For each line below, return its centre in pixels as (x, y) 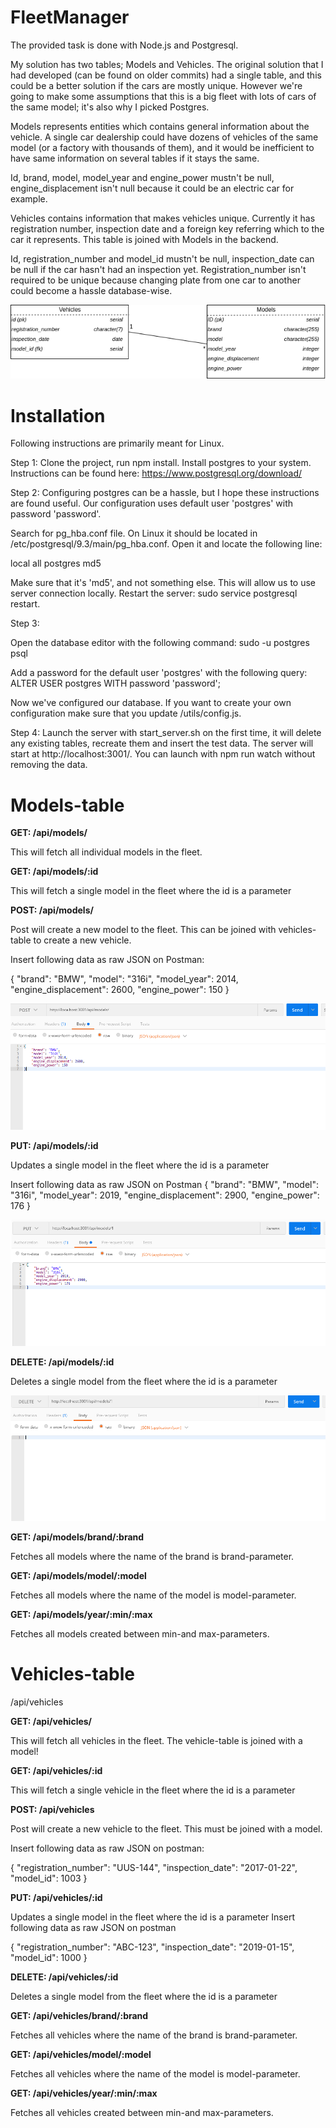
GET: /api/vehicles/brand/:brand (79, 2016)
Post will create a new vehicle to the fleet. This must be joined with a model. (166, 1829)
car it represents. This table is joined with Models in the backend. (144, 239)
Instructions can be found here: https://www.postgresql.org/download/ (156, 473)
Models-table (67, 805)
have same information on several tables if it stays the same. (135, 158)
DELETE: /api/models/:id (62, 1362)
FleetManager (70, 17)
